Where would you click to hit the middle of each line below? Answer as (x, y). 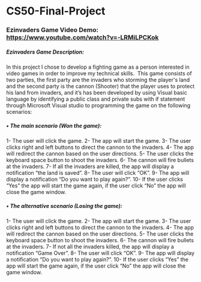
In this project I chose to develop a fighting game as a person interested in (98, 67)
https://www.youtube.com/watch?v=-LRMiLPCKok (82, 37)
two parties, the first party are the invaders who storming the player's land (98, 80)
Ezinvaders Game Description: (45, 52)
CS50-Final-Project (56, 11)
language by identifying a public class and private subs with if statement (96, 99)
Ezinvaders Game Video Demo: (52, 30)
